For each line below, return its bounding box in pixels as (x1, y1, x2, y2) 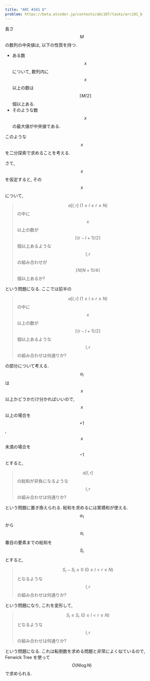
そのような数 (12, 107, 38, 113)
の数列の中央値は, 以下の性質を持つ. (5, 42, 77, 48)
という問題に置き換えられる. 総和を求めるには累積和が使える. (5, 505, 128, 511)
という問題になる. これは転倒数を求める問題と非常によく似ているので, (5, 648, 146, 654)
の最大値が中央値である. (12, 123, 61, 129)
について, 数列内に (12, 68, 49, 74)
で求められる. (5, 671, 33, 677)
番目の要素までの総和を (5, 539, 52, 545)
